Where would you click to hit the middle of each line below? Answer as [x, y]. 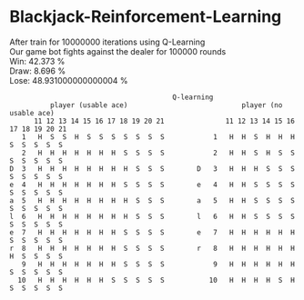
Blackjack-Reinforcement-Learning [146, 17]
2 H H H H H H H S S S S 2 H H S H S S [158, 153]
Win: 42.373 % [37, 61]
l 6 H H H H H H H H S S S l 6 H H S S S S [152, 216]
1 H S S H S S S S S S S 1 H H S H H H [158, 137]
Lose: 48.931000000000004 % [69, 80]
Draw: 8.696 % [38, 71]
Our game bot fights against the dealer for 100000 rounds [118, 51]
